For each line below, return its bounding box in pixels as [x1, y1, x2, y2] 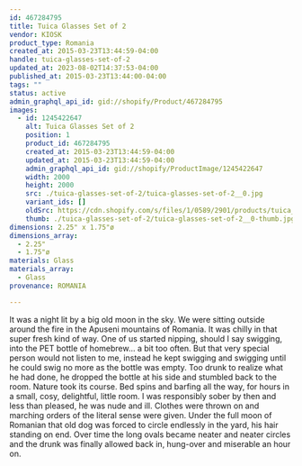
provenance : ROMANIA [9, 281, 87, 290]
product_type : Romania [9, 38, 94, 48]
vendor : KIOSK [9, 30, 63, 39]
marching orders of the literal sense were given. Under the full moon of [9, 409, 272, 420]
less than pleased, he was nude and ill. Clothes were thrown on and [9, 400, 260, 411]
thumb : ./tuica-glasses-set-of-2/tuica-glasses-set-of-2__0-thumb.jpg [25, 214, 296, 224]
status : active [9, 88, 67, 97]
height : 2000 [25, 181, 75, 190]
